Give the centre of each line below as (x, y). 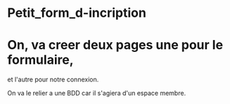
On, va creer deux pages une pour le (115, 45)
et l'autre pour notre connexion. (53, 79)
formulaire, (40, 60)
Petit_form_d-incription (77, 13)
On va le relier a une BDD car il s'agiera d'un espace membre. (97, 93)
